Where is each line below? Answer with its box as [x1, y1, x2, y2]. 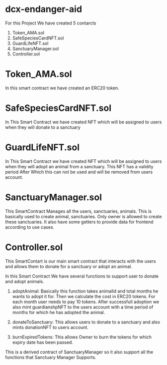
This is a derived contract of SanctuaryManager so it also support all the [5, 349, 154, 355]
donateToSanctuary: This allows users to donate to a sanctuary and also [12, 319, 161, 325]
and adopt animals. [5, 278, 45, 284]
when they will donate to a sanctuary [5, 124, 81, 130]
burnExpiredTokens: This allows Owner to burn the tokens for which [12, 334, 152, 340]
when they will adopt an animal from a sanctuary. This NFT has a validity [5, 163, 154, 169]
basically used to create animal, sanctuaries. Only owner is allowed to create [5, 213, 162, 219]
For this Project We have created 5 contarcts [5, 20, 96, 26]
